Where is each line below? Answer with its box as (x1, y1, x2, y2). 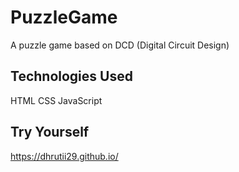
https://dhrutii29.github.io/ (10, 150, 119, 162)
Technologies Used (10, 68, 133, 85)
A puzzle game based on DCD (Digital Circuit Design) (10, 39, 230, 51)
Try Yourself (10, 124, 90, 141)
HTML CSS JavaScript (10, 94, 103, 106)
